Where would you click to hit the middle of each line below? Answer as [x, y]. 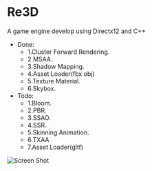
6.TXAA [38, 139]
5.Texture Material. [54, 81]
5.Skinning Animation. [58, 132]
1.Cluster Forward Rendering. [68, 52]
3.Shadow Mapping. [56, 66]
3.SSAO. [39, 117]
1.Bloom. [39, 103]
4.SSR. [37, 125]
